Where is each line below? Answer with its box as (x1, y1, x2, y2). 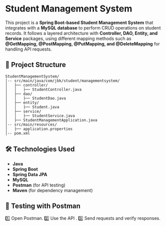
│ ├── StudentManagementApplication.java (5, 117, 98, 122)
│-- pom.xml (5, 130, 30, 135)
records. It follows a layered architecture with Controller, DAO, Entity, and (5, 30, 158, 36)
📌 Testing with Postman (5, 201, 81, 210)
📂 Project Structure (5, 60, 66, 69)
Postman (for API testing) (12, 182, 66, 188)
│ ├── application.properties (5, 126, 73, 131)
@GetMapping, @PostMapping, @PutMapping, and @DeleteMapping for (5, 40, 160, 46)
